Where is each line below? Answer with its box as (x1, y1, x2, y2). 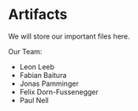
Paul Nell (19, 95, 49, 105)
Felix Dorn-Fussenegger (19, 87, 99, 96)
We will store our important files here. (8, 31, 130, 41)
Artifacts (8, 6, 68, 24)
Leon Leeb (19, 61, 55, 72)
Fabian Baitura (19, 70, 67, 80)
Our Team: (8, 46, 43, 56)
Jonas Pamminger (19, 79, 79, 88)
